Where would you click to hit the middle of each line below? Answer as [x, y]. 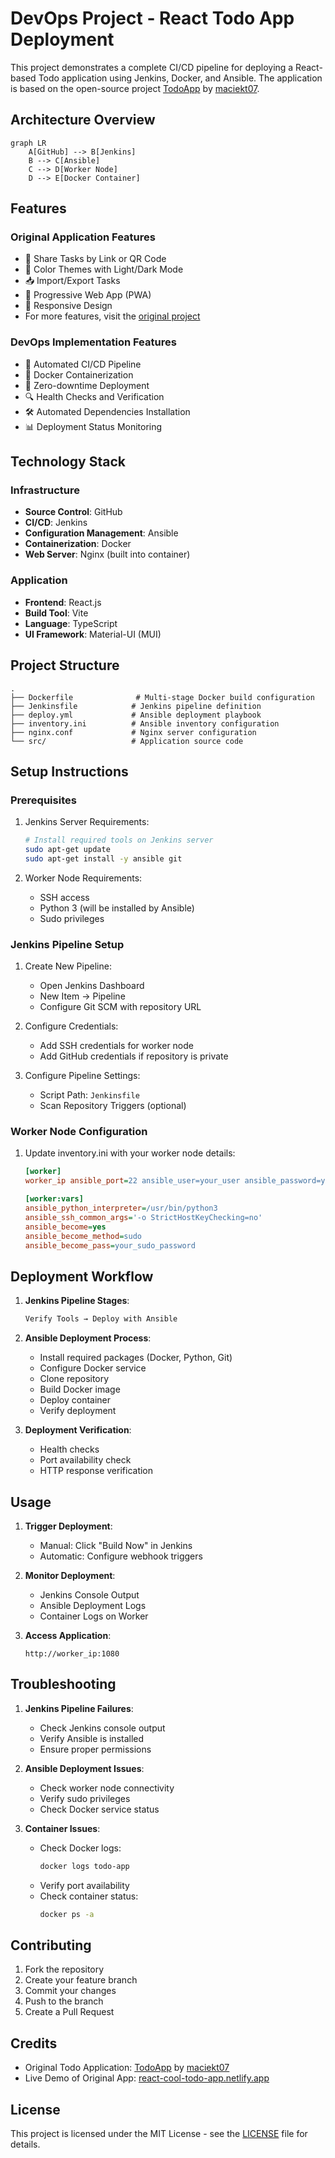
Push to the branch [64, 2001]
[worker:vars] [54, 1199]
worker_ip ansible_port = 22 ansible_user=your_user [132, 1181]
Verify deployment [78, 1411]
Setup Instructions [69, 771]
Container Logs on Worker [94, 1616]
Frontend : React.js [63, 602]
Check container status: [89, 1896]
